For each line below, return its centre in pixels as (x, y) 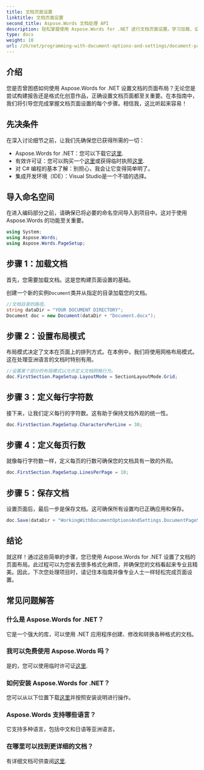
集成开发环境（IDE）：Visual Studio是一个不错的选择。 (82, 176)
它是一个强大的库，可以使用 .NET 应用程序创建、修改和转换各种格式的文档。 (102, 634)
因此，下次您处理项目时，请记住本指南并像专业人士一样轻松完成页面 (102, 572)
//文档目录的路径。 (27, 304)
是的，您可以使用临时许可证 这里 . (47, 666)
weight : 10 (20, 40)
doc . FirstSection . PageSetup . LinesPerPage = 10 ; (68, 472)
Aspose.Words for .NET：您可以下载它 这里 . (69, 153)
